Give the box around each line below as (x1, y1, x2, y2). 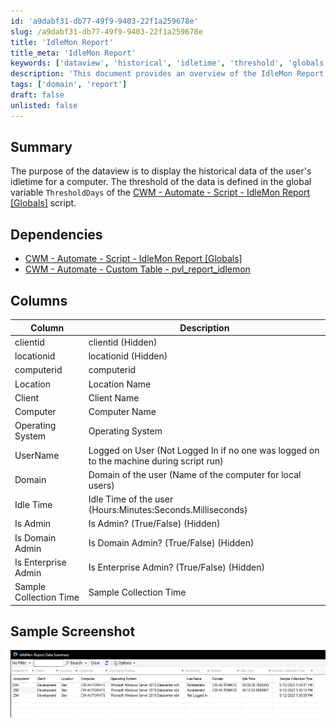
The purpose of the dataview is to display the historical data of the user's (10, 165, 312, 177)
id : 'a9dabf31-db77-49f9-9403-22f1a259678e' (10, 16, 199, 26)
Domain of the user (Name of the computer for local (88, 468, 302, 480)
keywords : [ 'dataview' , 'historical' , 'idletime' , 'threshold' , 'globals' (10, 58, 329, 69)
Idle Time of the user (88, 493, 174, 505)
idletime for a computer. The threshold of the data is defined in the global (10, 176, 312, 188)
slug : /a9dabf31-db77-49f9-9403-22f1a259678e (10, 26, 203, 37)
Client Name (88, 391, 140, 404)
